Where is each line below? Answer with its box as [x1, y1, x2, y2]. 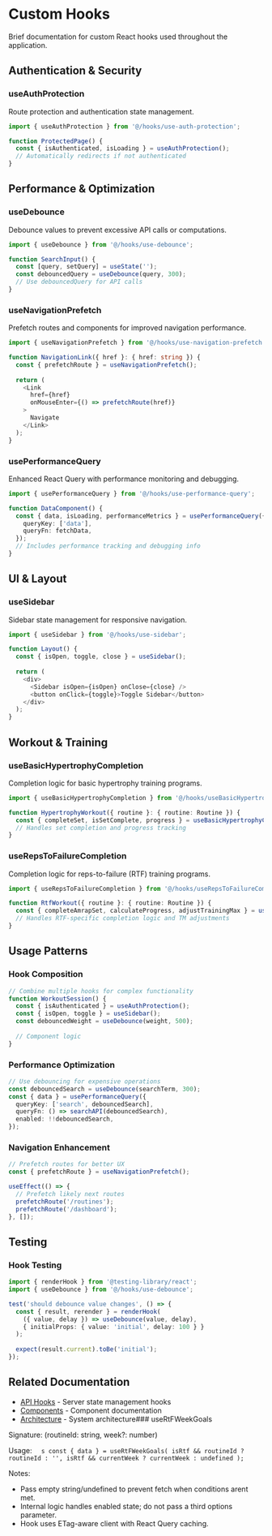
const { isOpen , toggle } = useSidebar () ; [15, 1009, 161, 1018]
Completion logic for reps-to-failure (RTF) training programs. [8, 869, 210, 879]
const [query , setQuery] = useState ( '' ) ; [15, 263, 158, 271]
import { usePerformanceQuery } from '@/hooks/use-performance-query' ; [8, 489, 255, 497]
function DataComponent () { [8, 504, 104, 512]
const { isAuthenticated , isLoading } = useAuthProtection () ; [15, 144, 230, 153]
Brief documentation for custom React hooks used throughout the [8, 32, 228, 41]
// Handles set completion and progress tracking [15, 824, 186, 832]
